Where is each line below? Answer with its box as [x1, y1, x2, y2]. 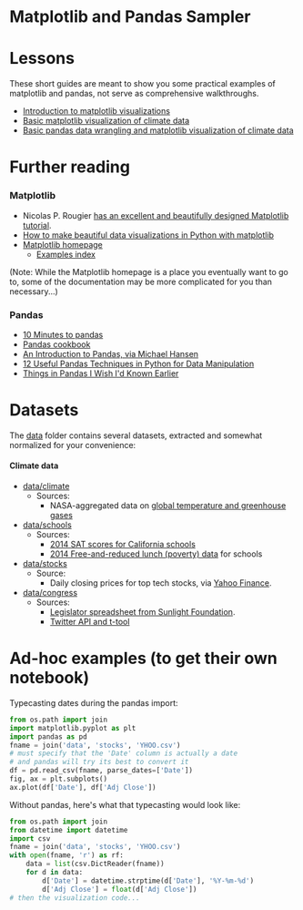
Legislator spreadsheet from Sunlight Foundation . [49, 607, 236, 618]
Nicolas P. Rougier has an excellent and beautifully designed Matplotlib [22, 210, 289, 220]
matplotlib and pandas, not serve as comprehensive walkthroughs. [9, 88, 259, 99]
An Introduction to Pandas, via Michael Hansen [22, 348, 198, 359]
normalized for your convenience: [9, 439, 136, 450]
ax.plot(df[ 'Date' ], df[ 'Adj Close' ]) [9, 782, 157, 792]
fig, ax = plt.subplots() [9, 774, 107, 784]
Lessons [9, 48, 76, 69]
